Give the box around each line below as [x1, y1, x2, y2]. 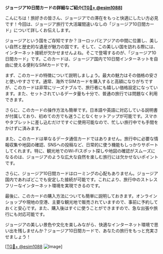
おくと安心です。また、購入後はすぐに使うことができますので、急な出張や [5, 205, 154, 211]
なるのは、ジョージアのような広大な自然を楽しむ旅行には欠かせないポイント [5, 154, 159, 160]
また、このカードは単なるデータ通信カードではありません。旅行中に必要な [5, 136, 154, 141]
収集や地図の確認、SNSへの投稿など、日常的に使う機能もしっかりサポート [9, 142, 159, 148]
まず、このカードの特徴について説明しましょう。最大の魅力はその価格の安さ [5, 73, 158, 78]
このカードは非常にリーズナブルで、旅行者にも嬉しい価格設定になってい [13, 85, 158, 90]
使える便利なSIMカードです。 [13, 62, 72, 68]
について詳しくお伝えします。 [13, 27, 73, 33]
